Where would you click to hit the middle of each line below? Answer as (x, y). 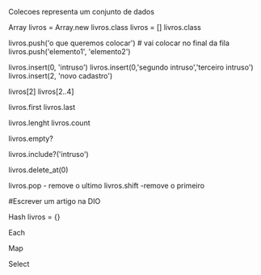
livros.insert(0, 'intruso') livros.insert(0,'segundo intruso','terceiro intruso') (131, 67)
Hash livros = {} (34, 217)
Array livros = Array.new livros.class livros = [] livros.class (105, 27)
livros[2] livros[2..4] (41, 91)
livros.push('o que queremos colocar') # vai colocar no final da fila (119, 43)
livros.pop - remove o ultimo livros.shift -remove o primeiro (106, 186)
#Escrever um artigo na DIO (55, 201)
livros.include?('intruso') (48, 154)
